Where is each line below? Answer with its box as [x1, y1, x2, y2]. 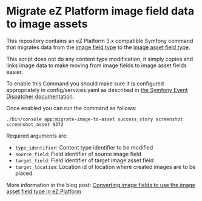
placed [15, 170, 33, 177]
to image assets [6, 17, 88, 31]
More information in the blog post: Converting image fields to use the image [6, 181, 196, 188]
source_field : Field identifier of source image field [15, 150, 141, 157]
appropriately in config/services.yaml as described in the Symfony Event [6, 86, 188, 93]
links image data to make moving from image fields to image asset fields [6, 62, 187, 69]
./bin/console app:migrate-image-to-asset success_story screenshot [6, 116, 183, 122]
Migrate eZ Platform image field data [6, 4, 195, 18]
